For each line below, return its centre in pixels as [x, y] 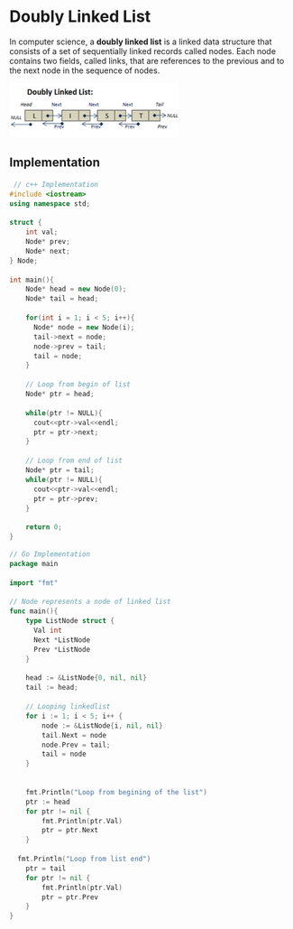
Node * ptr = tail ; [60, 470]
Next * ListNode [62, 640]
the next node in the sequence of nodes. [85, 70]
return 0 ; [44, 527]
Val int [48, 630]
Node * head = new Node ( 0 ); [76, 289]
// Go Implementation [50, 554]
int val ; [42, 232]
